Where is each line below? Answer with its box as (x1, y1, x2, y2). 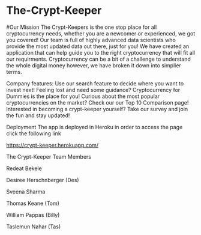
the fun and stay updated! (6, 112, 70, 119)
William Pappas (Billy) (6, 211, 60, 218)
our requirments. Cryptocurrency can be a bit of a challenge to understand (6, 55, 191, 63)
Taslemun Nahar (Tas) (6, 223, 61, 230)
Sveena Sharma (6, 188, 46, 195)
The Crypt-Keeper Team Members (6, 153, 92, 160)
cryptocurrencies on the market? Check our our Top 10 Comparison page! (6, 99, 189, 106)
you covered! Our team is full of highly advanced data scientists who (6, 36, 176, 43)
